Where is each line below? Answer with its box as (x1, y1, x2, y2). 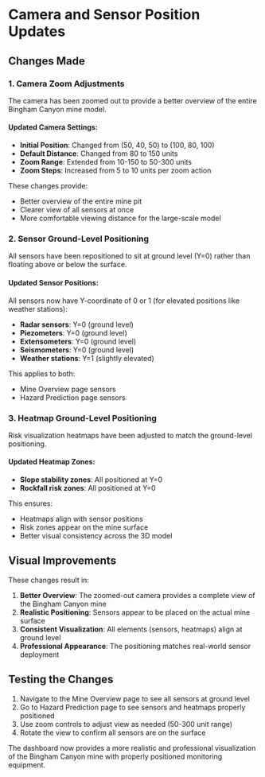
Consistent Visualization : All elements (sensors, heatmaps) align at (19, 624, 243, 634)
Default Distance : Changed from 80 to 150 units (19, 149, 178, 158)
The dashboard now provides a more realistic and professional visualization (8, 743, 256, 752)
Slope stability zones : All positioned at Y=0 (19, 475, 163, 484)
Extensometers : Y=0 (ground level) (19, 336, 137, 346)
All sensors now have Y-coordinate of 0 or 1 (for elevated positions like (8, 296, 240, 305)
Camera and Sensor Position (8, 6, 201, 24)
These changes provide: (8, 181, 88, 191)
